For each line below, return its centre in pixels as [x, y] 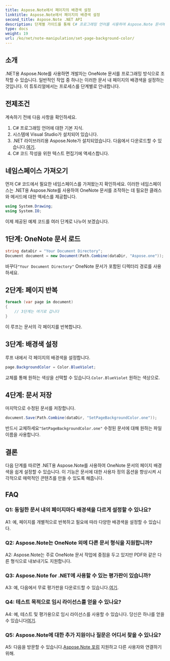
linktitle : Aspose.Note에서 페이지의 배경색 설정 [53, 15]
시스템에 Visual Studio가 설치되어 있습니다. [55, 134]
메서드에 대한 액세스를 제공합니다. [44, 197]
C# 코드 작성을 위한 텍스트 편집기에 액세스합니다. [61, 153]
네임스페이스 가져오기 [37, 171]
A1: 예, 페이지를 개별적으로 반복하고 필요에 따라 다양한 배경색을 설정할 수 [76, 522]
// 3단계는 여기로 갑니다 [37, 312]
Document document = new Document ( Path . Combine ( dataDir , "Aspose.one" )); [85, 256]
